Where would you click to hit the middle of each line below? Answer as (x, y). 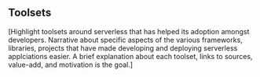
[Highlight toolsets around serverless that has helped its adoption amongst (129, 31)
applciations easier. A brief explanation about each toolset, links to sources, (130, 56)
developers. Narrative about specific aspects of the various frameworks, (126, 40)
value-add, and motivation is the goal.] (71, 65)
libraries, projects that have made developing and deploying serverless (123, 48)
